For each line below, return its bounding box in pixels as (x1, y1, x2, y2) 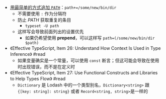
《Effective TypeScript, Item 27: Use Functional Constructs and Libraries (10, 70, 158, 75)
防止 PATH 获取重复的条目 (17, 17, 71, 23)
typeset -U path (25, 24, 59, 29)
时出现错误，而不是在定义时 (17, 64, 75, 69)
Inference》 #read (10, 51, 46, 57)
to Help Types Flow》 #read (10, 76, 66, 81)
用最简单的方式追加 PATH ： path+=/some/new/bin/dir (10, 5, 117, 10)
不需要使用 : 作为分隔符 (17, 11, 67, 17)
